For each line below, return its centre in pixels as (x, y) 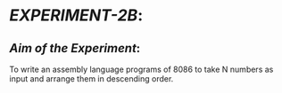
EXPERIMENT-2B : (76, 15)
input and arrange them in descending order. (91, 79)
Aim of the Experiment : (75, 48)
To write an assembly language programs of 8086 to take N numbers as (141, 69)
